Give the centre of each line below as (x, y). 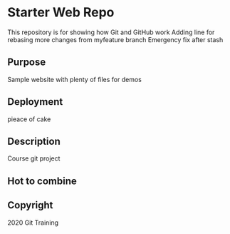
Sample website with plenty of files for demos (75, 79)
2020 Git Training (33, 223)
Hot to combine (42, 181)
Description (34, 141)
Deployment (35, 102)
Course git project (34, 158)
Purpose (27, 62)
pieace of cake (29, 119)
